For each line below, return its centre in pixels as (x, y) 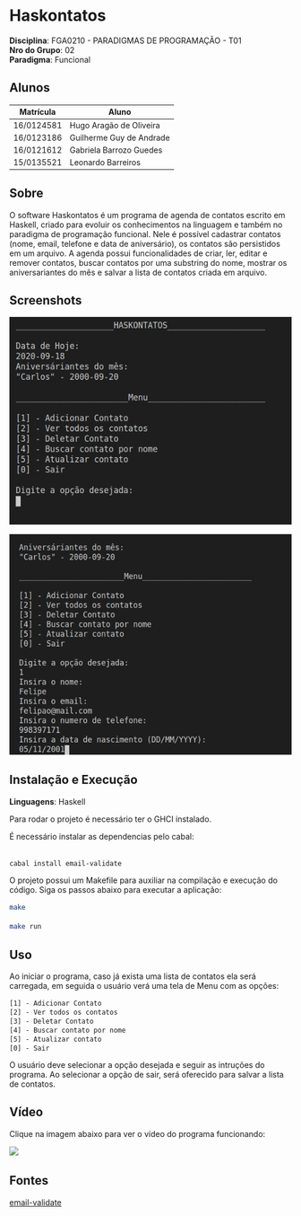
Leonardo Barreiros (105, 163)
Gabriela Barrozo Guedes (116, 150)
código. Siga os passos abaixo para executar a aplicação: (116, 890)
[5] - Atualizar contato (56, 1039)
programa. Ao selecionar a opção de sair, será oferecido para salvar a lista (146, 1074)
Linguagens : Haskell (47, 801)
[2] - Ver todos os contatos (64, 1012)
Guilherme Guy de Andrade (120, 137)
